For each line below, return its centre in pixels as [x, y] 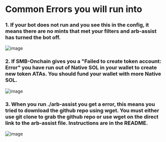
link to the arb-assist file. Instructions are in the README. [76, 123]
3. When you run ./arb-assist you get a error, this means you [80, 104]
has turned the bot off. [33, 38]
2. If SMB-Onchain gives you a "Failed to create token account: [83, 61]
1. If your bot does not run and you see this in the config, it [77, 25]
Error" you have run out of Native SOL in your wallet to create [81, 68]
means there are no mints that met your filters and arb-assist [81, 31]
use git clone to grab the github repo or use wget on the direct [82, 116]
